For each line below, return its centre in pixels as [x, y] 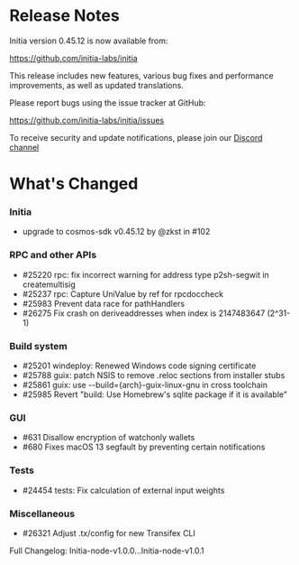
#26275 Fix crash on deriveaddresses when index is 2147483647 [144, 313]
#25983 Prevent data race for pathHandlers [104, 303]
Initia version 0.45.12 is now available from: [89, 41]
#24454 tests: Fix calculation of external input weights [123, 490]
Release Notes [64, 16]
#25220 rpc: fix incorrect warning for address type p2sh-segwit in [146, 274]
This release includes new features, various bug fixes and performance [141, 75]
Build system [38, 346]
